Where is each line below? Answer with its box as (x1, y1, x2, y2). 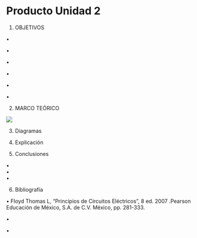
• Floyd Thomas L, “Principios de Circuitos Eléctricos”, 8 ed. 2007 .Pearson (6, 198, 191, 205)
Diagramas (14, 127, 42, 134)
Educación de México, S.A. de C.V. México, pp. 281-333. (6, 203, 145, 211)
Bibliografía (14, 186, 44, 193)
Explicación (14, 139, 44, 146)
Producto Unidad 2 (6, 4, 101, 18)
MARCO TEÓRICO (14, 104, 60, 111)
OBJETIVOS (14, 24, 45, 31)
